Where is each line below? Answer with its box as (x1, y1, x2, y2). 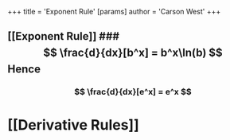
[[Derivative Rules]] (7, 115, 140, 134)
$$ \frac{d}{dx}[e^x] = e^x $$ (74, 87, 192, 98)
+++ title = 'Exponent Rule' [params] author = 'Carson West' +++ (7, 7, 221, 16)
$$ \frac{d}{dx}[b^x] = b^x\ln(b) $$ (42, 46, 224, 60)
